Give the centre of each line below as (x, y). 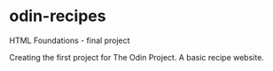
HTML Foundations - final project (70, 40)
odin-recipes (58, 16)
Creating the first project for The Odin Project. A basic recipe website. (136, 57)
